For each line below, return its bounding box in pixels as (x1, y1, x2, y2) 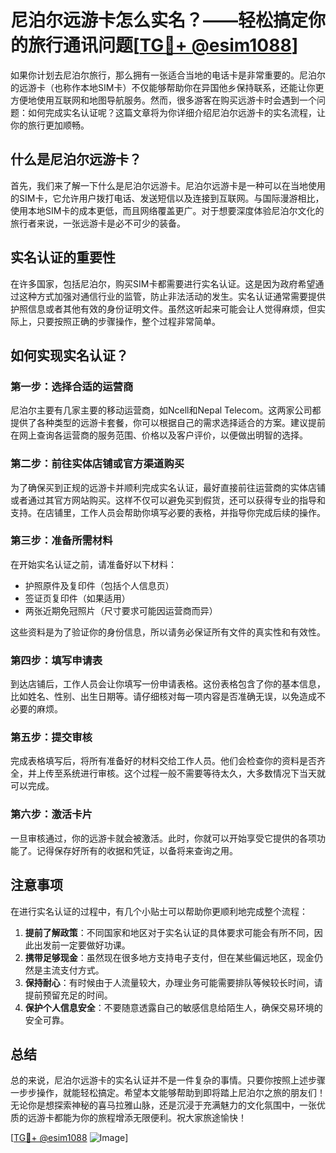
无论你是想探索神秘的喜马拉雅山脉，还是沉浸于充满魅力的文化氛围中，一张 (10, 1099, 317, 1111)
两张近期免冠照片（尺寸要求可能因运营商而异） (24, 604, 218, 616)
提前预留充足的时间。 (24, 989, 113, 1001)
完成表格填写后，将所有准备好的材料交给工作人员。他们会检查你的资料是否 (10, 755, 317, 767)
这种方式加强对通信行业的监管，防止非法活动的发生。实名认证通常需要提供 (18, 290, 326, 302)
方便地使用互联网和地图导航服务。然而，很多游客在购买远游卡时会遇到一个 (10, 94, 317, 106)
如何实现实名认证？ (10, 347, 129, 364)
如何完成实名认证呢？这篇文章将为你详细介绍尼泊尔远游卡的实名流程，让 (27, 106, 326, 118)
